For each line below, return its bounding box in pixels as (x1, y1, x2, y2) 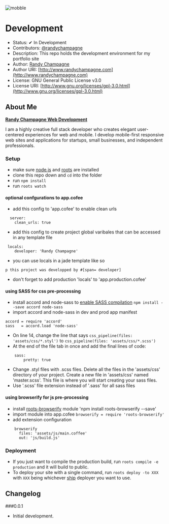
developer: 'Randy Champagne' (14, 249, 79, 254)
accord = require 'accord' (5, 319, 62, 324)
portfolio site (12, 55, 40, 62)
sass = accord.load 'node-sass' (5, 324, 79, 329)
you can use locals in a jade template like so (12, 257, 105, 264)
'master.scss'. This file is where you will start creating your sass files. (12, 377, 157, 384)
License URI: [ (12, 82, 42, 89)
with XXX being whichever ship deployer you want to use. (12, 475, 131, 481)
